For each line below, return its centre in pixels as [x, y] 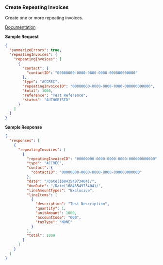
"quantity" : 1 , [51, 209]
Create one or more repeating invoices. [44, 18]
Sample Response [24, 127]
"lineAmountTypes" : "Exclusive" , [60, 190]
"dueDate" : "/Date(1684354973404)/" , [65, 186]
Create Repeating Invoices [37, 7]
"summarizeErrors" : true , [36, 50]
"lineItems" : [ [42, 195]
